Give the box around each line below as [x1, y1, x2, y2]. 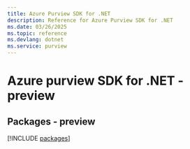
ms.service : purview [7, 43, 68, 50]
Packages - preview [7, 115, 96, 127]
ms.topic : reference [7, 29, 68, 37]
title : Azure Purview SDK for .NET [7, 10, 111, 17]
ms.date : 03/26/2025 [7, 23, 68, 30]
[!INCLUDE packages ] [7, 134, 71, 142]
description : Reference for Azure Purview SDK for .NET [7, 17, 173, 24]
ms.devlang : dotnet [7, 36, 64, 43]
